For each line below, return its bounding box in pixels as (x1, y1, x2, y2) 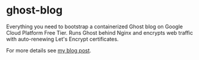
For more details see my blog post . (6, 46, 91, 54)
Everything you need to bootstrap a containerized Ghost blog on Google (6, 23, 183, 30)
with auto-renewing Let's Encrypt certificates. (6, 35, 119, 42)
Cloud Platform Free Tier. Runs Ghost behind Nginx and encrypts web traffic (6, 29, 194, 36)
